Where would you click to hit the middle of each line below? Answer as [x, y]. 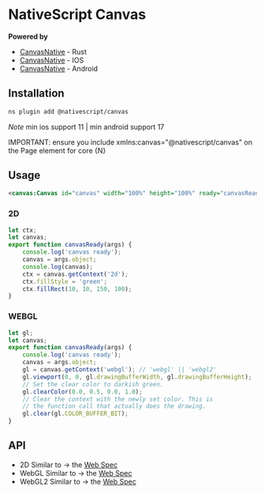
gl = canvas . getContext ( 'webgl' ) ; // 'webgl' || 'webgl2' [119, 370]
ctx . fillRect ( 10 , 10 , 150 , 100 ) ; [77, 289]
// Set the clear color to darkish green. [93, 384]
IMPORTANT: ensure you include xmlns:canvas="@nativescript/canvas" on [130, 142]
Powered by [28, 36]
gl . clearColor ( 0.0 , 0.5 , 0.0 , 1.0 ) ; [83, 392]
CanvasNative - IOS [52, 60]
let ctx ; [22, 230]
